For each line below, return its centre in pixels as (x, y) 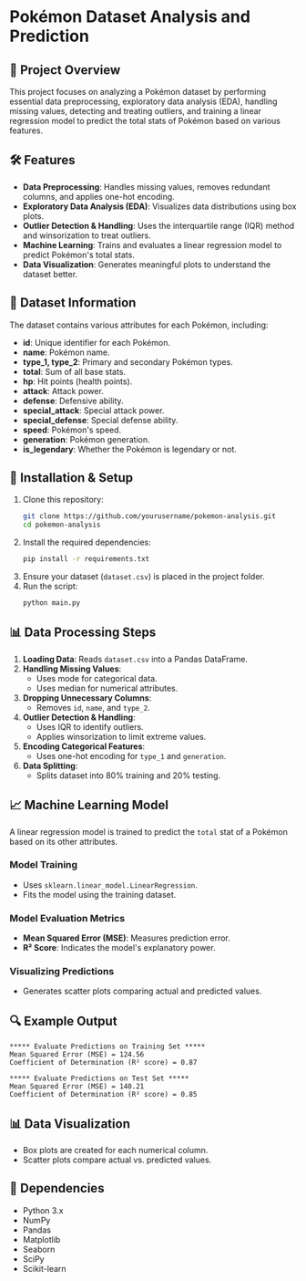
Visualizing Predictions (62, 972)
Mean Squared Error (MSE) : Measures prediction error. (126, 938)
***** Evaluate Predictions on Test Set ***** (99, 1078)
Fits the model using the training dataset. (99, 894)
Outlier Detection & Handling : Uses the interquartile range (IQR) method (158, 225)
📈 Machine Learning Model (89, 805)
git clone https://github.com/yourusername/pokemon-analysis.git (149, 516)
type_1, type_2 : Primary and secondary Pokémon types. (128, 361)
